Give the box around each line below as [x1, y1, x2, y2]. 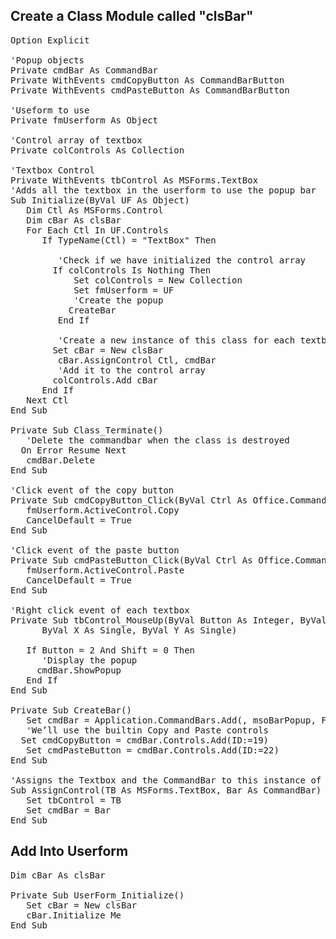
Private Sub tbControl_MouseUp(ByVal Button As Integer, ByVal [10, 614, 327, 626]
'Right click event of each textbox [10, 604, 190, 616]
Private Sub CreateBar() [10, 704, 132, 716]
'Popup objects [10, 54, 85, 66]
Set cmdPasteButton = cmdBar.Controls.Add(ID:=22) [26, 744, 280, 756]
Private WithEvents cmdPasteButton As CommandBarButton [10, 84, 290, 96]
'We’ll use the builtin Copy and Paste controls [26, 724, 270, 736]
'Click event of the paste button [10, 544, 180, 556]
